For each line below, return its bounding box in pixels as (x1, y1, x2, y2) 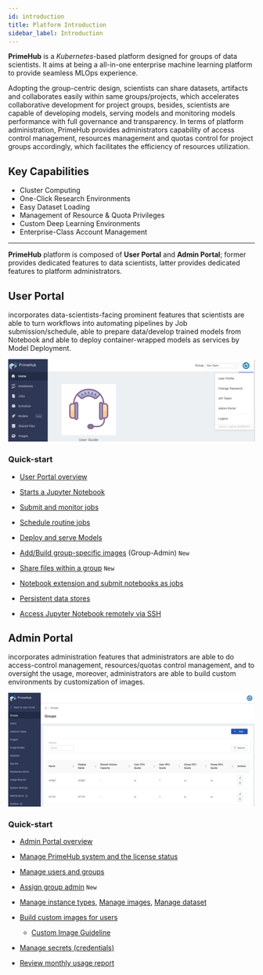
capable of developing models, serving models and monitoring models (8, 108, 236, 118)
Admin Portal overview (19, 837, 93, 846)
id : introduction (8, 13, 65, 20)
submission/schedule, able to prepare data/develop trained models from (8, 327, 241, 336)
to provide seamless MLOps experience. (8, 68, 139, 78)
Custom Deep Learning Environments (19, 219, 141, 228)
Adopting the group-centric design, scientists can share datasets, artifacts (8, 83, 248, 93)
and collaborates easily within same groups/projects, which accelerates (8, 92, 240, 101)
